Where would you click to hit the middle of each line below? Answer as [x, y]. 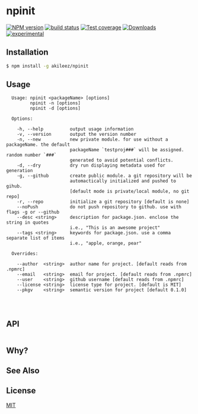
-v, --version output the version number [76, 135]
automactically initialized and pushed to [123, 181]
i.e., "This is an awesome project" [115, 228]
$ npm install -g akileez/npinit [47, 66]
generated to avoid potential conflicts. [122, 160]
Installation [27, 52]
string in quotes [28, 223]
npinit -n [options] [55, 103]
